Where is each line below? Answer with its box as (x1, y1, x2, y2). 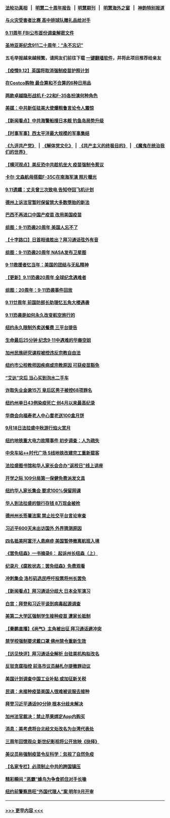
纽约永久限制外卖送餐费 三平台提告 (5, 324, 77, 330)
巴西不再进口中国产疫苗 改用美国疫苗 (5, 212, 82, 218)
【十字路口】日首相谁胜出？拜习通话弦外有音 (5, 237, 99, 243)
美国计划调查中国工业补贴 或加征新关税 (5, 676, 87, 682)
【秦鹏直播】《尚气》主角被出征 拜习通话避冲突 (5, 625, 102, 631)
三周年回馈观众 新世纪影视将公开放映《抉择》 (5, 738, 100, 745)
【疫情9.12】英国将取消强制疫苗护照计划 (5, 67, 90, 73)
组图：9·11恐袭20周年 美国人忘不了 (5, 224, 78, 230)
